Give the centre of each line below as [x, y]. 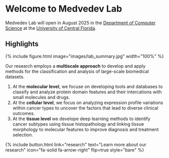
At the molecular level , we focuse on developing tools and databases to [88, 86]
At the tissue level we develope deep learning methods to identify [81, 119]
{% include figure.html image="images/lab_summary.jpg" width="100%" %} [85, 56]
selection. [23, 135]
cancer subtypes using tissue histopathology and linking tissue [78, 124]
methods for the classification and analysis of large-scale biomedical [77, 71]
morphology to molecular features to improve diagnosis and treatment [86, 129]
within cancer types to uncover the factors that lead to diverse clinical [85, 108]
